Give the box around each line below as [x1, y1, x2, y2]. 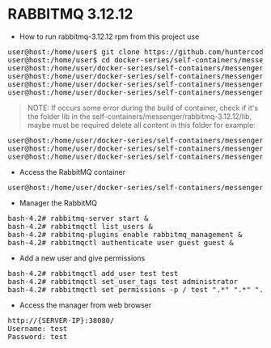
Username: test [7, 324, 68, 333]
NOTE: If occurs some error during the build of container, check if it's [27, 103, 259, 112]
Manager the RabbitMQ [19, 197, 98, 207]
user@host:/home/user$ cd [7, 55, 111, 65]
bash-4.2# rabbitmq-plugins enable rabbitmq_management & [7, 230, 243, 239]
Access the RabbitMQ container [19, 167, 126, 176]
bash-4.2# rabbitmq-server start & [7, 214, 149, 223]
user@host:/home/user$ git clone [7, 47, 141, 57]
